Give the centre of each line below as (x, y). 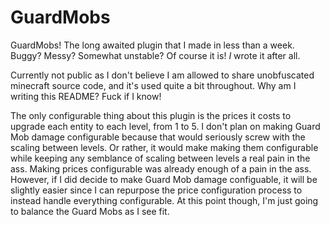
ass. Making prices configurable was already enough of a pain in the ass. (161, 168)
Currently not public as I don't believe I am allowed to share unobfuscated (162, 75)
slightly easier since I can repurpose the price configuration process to (156, 190)
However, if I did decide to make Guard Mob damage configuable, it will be (164, 179)
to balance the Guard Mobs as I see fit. (90, 211)
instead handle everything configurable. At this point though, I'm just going (164, 200)
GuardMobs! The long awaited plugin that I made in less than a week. (152, 45)
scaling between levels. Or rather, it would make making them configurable (164, 147)
